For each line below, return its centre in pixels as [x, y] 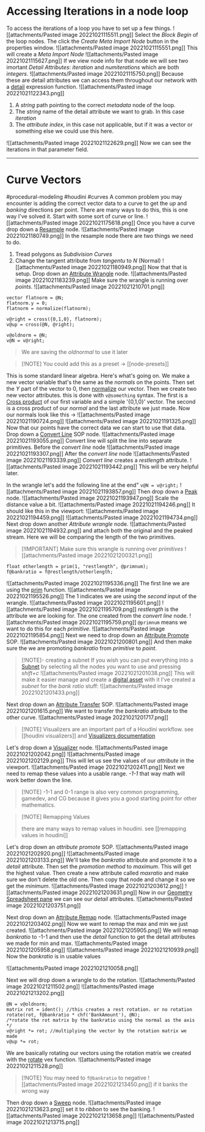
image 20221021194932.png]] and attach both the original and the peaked [99, 530]
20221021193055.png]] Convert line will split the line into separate [89, 440]
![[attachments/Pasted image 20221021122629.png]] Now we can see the [99, 142]
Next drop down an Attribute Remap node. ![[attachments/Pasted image [97, 917]
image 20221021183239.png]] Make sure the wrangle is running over [102, 280]
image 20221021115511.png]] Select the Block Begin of [130, 34]
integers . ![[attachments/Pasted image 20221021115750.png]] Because [95, 73]
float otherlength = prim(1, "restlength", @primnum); [77, 566]
